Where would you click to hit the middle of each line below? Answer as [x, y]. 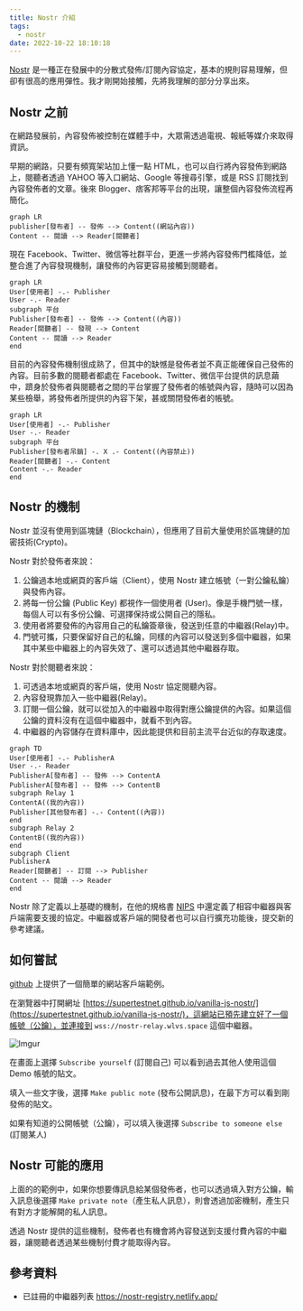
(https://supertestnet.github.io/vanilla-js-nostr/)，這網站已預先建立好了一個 [149, 1014]
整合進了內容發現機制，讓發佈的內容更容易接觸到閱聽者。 [116, 265]
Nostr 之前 [39, 112]
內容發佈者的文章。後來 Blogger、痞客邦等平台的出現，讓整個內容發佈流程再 [151, 189]
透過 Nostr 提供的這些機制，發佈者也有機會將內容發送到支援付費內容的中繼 [148, 1231]
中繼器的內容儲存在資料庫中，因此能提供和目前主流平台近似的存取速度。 [156, 731]
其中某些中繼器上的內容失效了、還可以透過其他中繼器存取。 [133, 647]
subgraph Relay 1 [42, 793]
